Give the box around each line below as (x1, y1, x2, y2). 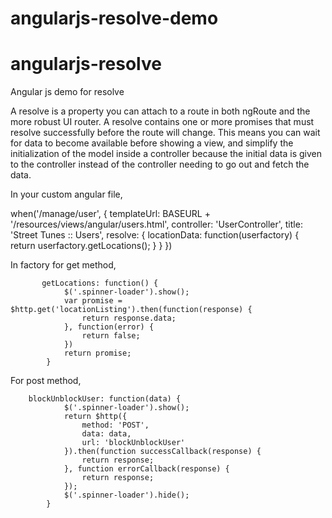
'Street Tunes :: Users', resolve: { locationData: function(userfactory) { (10, 229, 300, 241)
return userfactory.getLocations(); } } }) (10, 240, 173, 252)
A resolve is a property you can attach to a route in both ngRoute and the (10, 105, 311, 117)
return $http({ (63, 412, 128, 422)
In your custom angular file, (10, 188, 123, 201)
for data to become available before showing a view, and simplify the (10, 137, 294, 149)
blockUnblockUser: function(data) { (28, 394, 182, 404)
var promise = (63, 296, 123, 306)
